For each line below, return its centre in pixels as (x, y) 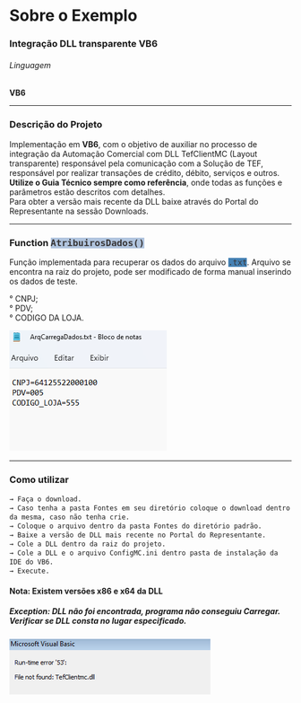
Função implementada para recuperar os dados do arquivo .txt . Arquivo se (150, 262)
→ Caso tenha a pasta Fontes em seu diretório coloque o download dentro (150, 508)
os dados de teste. (43, 281)
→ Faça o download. (46, 499)
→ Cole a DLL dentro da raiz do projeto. (88, 544)
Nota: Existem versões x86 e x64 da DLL (86, 591)
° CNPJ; (24, 298)
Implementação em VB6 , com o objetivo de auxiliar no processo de (133, 144)
